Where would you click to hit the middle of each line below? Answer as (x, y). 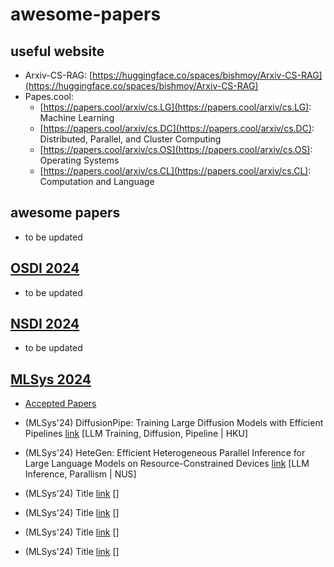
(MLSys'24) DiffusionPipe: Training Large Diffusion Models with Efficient (174, 423)
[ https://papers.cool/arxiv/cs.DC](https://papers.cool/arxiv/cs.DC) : (177, 128)
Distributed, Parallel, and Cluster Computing (130, 139)
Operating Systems (79, 160)
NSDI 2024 (45, 324)
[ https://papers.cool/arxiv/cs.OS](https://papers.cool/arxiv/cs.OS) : (176, 149)
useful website (57, 51)
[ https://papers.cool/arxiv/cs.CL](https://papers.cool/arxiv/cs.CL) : (175, 171)
